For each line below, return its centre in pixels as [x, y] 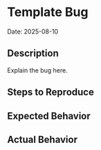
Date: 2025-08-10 [33, 31]
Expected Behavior [49, 116]
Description [33, 53]
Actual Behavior [43, 139]
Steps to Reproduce [51, 92]
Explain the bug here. [37, 70]
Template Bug [48, 12]
